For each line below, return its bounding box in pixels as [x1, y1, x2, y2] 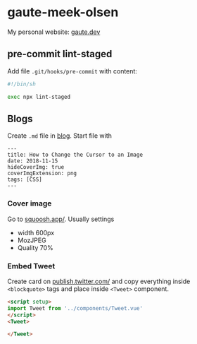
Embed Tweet [7, 261, 56, 271]
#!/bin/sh [7, 81, 37, 88]
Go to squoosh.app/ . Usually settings [7, 215, 115, 223]
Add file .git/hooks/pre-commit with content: [7, 66, 137, 75]
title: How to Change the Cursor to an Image [7, 151, 143, 159]
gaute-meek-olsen [7, 4, 119, 20]
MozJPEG [17, 236, 47, 244]
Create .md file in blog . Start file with [7, 131, 113, 140]
